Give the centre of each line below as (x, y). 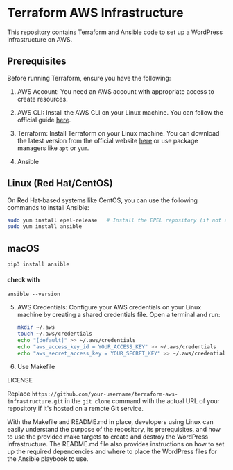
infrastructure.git (35, 401)
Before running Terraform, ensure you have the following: (89, 78)
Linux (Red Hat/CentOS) (60, 183)
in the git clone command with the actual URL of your (143, 400)
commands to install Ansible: (48, 207)
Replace (19, 394)
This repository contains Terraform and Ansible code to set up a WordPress (115, 32)
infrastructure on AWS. (40, 39)
